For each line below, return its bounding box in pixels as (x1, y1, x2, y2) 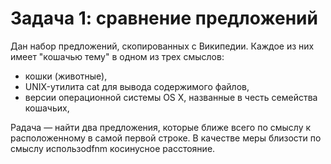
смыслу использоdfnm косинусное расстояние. (10, 142, 216, 154)
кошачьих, (24, 102, 70, 114)
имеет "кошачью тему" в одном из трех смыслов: (10, 50, 225, 62)
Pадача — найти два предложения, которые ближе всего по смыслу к (10, 121, 312, 133)
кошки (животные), (24, 70, 108, 82)
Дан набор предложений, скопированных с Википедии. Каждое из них (10, 40, 315, 52)
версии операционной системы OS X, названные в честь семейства (24, 91, 318, 103)
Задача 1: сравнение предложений (10, 7, 318, 30)
